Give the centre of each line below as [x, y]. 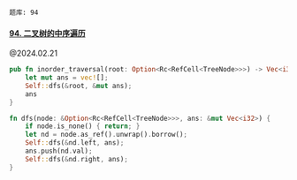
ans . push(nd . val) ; [59, 151]
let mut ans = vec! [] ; [67, 78]
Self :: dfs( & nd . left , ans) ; [75, 143]
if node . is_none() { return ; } [83, 126]
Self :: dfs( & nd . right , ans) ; [76, 159]
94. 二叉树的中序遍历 [47, 33]
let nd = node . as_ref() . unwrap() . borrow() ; [107, 135]
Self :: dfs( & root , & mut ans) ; [79, 86]
